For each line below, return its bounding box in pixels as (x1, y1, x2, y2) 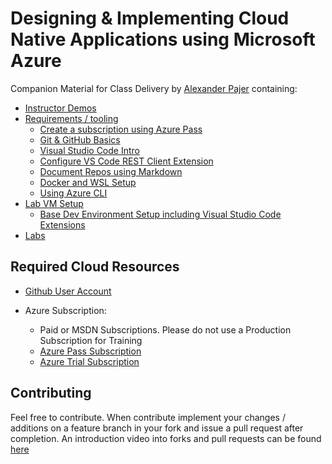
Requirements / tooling (24, 112, 119, 124)
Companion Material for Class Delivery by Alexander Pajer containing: (10, 82, 298, 94)
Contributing (10, 385, 92, 402)
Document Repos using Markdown (39, 165, 183, 177)
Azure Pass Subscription (39, 345, 142, 357)
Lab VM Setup (24, 197, 84, 209)
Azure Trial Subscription (39, 355, 140, 367)
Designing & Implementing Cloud (10, 7, 290, 30)
